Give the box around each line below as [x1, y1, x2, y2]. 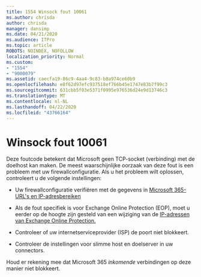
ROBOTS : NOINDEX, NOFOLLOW [6, 48, 74, 54]
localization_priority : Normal [6, 54, 85, 60]
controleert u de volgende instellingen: [6, 175, 102, 182]
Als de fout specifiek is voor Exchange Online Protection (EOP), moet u [14, 204, 190, 211]
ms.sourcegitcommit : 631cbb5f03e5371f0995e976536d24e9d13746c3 [6, 87, 168, 93]
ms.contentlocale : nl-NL [6, 98, 68, 104]
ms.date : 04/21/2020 [6, 31, 58, 37]
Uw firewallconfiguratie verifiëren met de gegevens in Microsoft [14, 186, 173, 193]
